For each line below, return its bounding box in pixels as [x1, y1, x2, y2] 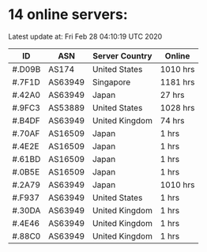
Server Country [92, 50, 152, 61]
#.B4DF [12, 115, 41, 126]
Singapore [92, 77, 131, 88]
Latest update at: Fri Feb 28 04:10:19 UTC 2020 [8, 32, 163, 41]
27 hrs [160, 89, 185, 100]
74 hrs [160, 115, 185, 126]
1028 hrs [160, 102, 195, 113]
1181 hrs [160, 77, 195, 88]
